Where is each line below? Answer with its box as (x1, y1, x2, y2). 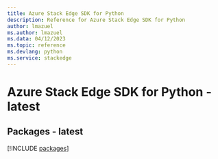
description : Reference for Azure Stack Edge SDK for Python (7, 16, 186, 23)
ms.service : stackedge (7, 55, 72, 62)
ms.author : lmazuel (7, 29, 63, 36)
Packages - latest (7, 126, 84, 138)
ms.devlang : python (7, 49, 63, 56)
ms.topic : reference (7, 42, 66, 49)
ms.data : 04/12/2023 (7, 36, 66, 42)
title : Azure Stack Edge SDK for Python (7, 10, 125, 17)
